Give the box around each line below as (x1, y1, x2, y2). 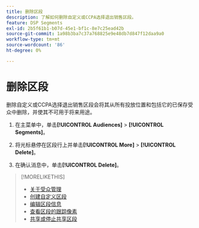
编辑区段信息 (29, 200, 62, 207)
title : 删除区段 (6, 8, 43, 15)
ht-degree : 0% (6, 48, 42, 54)
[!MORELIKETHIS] (20, 173, 65, 180)
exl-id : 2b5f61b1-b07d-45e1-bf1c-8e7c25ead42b (6, 25, 124, 32)
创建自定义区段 (29, 193, 67, 200)
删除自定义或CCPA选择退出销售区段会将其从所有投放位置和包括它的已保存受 (6, 101, 194, 108)
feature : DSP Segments (6, 20, 63, 26)
